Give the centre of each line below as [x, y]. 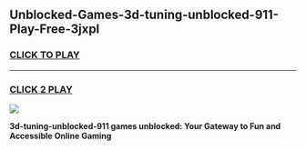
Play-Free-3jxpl [55, 30]
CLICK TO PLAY [45, 55]
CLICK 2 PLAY [41, 89]
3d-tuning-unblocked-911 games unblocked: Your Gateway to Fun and [145, 125]
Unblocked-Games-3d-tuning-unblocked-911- [144, 15]
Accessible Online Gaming [61, 135]
